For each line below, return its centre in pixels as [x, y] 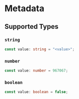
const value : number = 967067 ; [36, 71]
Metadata [24, 9]
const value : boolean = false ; [36, 92]
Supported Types [32, 27]
